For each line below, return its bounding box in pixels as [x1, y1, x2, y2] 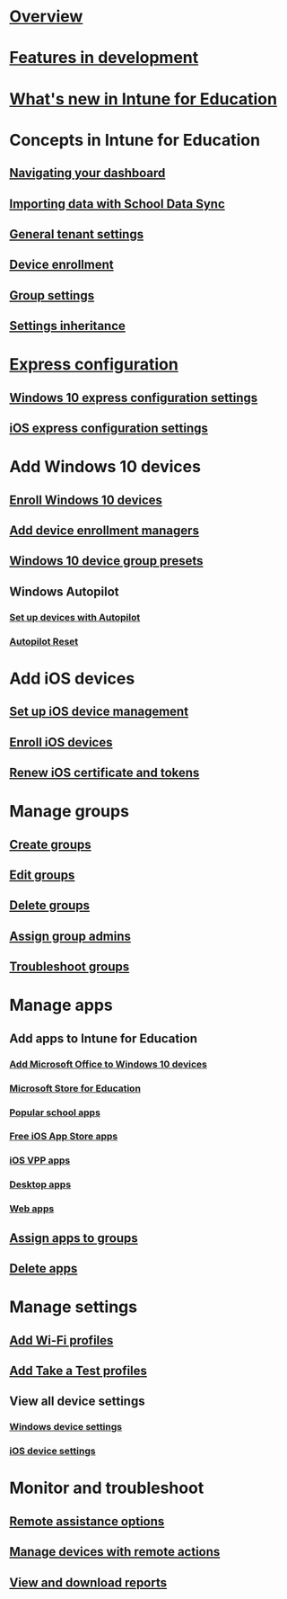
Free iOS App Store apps [9, 1130, 118, 1143]
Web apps [9, 1202, 55, 1215]
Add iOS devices [9, 668, 135, 689]
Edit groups [9, 867, 75, 882]
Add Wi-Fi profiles [9, 1333, 114, 1348]
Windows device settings [9, 1421, 123, 1434]
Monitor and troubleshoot [9, 1478, 204, 1498]
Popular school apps [9, 1106, 101, 1119]
